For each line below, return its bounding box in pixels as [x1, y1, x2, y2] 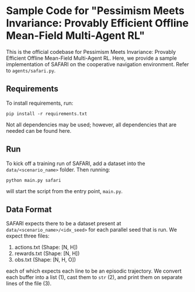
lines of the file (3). [6, 280, 51, 287]
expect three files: [6, 232, 50, 239]
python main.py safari [6, 177, 61, 183]
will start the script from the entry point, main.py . [6, 187, 123, 194]
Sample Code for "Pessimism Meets [6, 4, 185, 18]
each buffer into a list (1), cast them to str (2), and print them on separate [6, 274, 183, 281]
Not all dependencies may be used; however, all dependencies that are [6, 121, 177, 128]
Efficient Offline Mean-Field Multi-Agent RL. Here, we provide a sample [6, 54, 177, 61]
